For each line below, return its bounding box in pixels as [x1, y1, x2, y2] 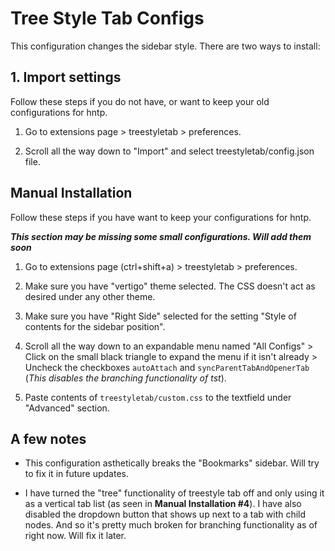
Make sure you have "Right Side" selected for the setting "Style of [24, 310, 297, 322]
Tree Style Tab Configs [10, 7, 205, 30]
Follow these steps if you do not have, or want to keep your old [10, 95, 270, 107]
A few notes [10, 430, 87, 447]
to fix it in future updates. [24, 468, 130, 480]
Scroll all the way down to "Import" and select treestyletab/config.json [24, 145, 315, 157]
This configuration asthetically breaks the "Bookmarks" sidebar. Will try [24, 457, 320, 469]
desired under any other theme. [24, 290, 156, 302]
